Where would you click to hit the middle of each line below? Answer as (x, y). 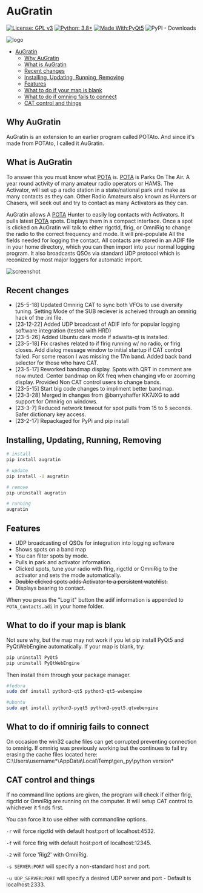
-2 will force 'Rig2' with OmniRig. (47, 854)
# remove (17, 487)
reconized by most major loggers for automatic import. (75, 260)
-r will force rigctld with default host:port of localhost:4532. (81, 831)
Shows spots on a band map (51, 549)
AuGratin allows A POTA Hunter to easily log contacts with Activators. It (95, 214)
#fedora (16, 686)
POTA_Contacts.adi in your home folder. (55, 606)
